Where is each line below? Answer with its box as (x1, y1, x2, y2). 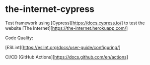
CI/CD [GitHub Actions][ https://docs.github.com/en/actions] (5, 54, 128, 60)
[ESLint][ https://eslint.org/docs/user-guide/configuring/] (5, 44, 121, 50)
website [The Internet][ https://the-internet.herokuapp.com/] (5, 25, 128, 31)
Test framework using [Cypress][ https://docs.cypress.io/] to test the (5, 20, 145, 26)
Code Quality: (5, 35, 33, 41)
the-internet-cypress (5, 3, 95, 15)
